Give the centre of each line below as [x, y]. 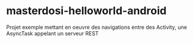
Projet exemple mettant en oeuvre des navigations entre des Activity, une [97, 27]
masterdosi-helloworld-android [86, 11]
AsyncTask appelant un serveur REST [52, 33]
